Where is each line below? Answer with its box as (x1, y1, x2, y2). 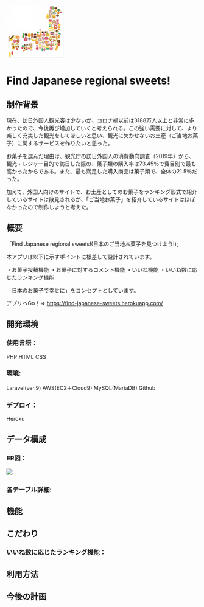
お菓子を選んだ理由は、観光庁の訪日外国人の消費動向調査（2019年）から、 (6, 153, 195, 159)
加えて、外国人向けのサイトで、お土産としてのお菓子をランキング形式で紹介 (6, 189, 198, 195)
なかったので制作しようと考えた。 (6, 204, 92, 210)
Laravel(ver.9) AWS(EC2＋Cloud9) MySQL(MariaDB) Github (6, 384, 156, 392)
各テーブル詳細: (6, 485, 52, 494)
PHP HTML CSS (6, 353, 47, 360)
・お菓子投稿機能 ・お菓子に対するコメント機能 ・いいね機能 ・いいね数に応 (6, 266, 198, 273)
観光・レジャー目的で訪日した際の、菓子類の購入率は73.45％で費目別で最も (6, 160, 197, 167)
